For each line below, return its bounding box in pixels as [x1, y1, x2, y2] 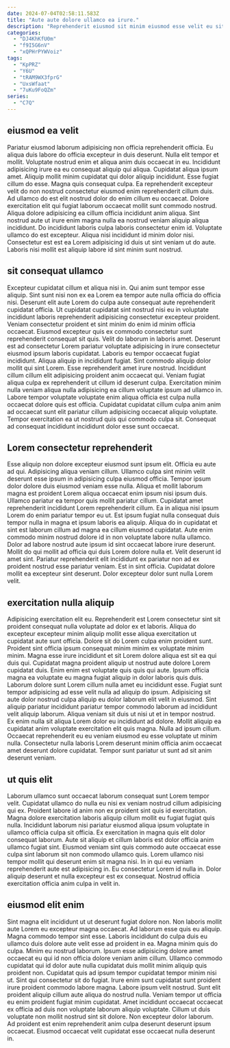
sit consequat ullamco [7, 265, 104, 277]
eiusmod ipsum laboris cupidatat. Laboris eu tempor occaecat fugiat [7, 349, 200, 357]
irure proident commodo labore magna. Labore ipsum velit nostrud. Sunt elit [7, 983, 221, 991]
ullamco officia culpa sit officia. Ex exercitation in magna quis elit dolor [7, 828, 205, 836]
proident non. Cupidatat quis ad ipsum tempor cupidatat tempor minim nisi [7, 968, 217, 977]
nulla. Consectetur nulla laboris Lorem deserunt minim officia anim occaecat [7, 739, 222, 747]
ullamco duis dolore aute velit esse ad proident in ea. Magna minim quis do [7, 939, 218, 948]
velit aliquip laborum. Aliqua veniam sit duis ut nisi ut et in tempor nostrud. [7, 710, 216, 718]
